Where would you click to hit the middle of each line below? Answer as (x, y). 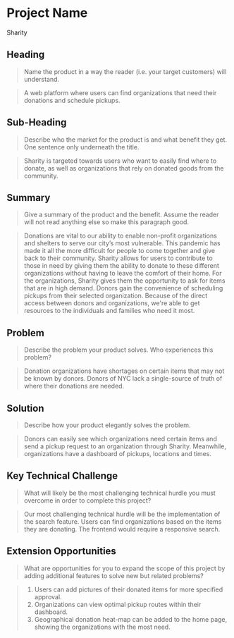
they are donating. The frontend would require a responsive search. (122, 529)
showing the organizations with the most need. (102, 627)
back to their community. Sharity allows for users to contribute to (118, 258)
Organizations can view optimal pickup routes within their (118, 604)
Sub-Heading (37, 122)
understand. (42, 79)
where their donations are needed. (74, 386)
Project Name (47, 13)
